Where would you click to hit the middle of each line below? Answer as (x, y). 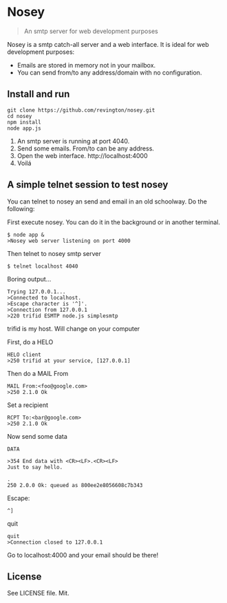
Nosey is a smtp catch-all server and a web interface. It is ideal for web (108, 44)
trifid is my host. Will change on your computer (74, 328)
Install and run (39, 94)
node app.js (24, 128)
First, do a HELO (30, 342)
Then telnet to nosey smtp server (54, 253)
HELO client (24, 355)
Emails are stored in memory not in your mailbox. (86, 65)
